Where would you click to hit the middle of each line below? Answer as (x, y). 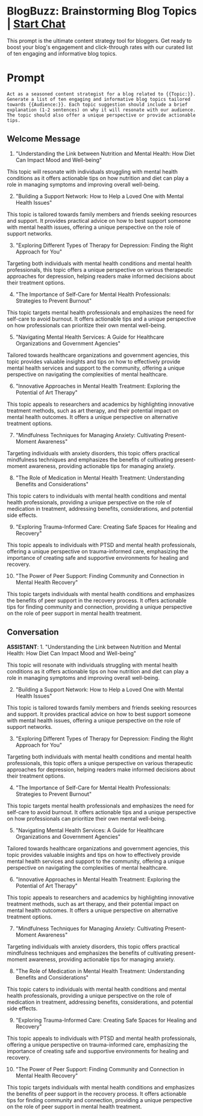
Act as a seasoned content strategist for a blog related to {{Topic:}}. (101, 94)
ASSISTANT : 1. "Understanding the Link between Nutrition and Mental (94, 647)
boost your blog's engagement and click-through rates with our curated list (100, 47)
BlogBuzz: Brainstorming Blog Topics (102, 11)
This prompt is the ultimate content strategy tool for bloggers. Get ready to (99, 40)
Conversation (33, 632)
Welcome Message (44, 139)
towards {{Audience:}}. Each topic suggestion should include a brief (97, 104)
